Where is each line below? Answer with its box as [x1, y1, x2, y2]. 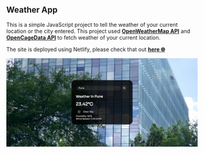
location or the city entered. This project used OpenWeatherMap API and [6, 27, 191, 35]
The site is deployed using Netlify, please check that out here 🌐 [6, 46, 166, 53]
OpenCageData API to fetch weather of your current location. [6, 33, 161, 41]
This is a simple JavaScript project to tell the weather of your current [6, 21, 178, 28]
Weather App [6, 5, 58, 15]
